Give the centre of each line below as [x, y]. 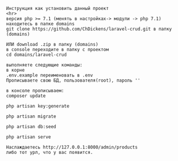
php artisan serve [28, 137]
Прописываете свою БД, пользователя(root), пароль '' [73, 80]
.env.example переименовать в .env [50, 75]
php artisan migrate [31, 116]
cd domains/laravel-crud [36, 55]
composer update [26, 96]
